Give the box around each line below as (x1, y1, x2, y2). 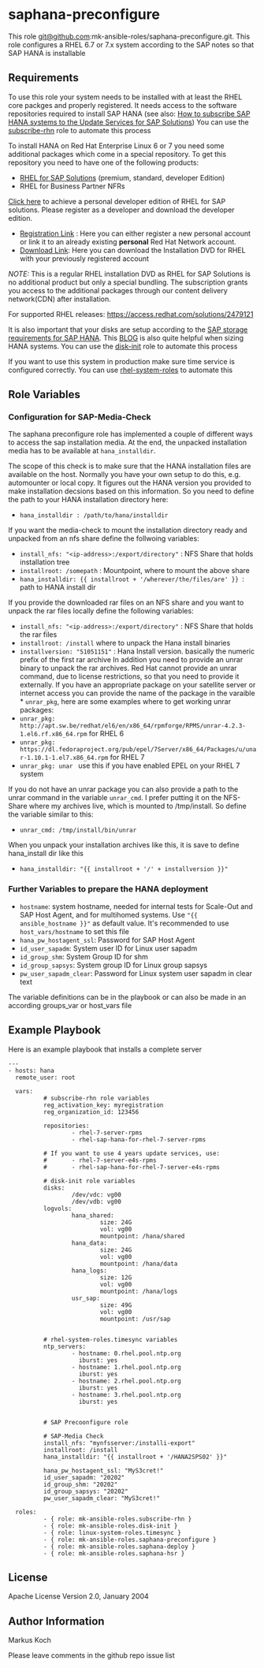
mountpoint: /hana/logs (99, 1287, 178, 1295)
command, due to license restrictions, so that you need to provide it (19, 672, 240, 681)
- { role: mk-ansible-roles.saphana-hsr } (43, 1549, 185, 1558)
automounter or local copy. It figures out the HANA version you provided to (8, 478, 252, 488)
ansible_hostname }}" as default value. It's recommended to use (19, 918, 229, 928)
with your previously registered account (19, 254, 150, 263)
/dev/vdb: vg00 (71, 1197, 122, 1205)
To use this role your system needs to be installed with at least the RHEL (8, 92, 243, 102)
